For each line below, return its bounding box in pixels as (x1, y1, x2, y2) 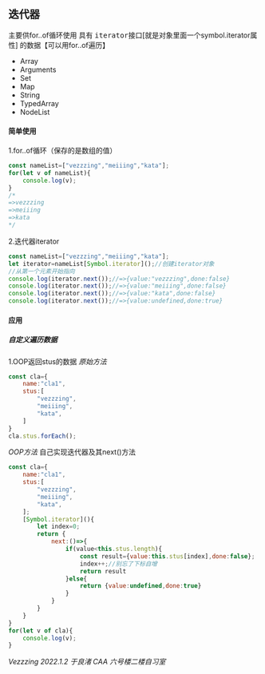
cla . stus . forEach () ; (8, 432, 77, 440)
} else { (65, 574, 88, 583)
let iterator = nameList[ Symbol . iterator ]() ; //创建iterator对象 (8, 260, 215, 268)
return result (79, 567, 127, 575)
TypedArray (19, 98, 60, 108)
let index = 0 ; (37, 522, 81, 531)
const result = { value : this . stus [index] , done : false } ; (79, 552, 255, 561)
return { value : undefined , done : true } (79, 582, 202, 590)
